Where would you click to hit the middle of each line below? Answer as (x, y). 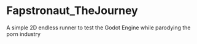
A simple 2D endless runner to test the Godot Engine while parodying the (98, 28)
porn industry (24, 34)
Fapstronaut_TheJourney (72, 11)
